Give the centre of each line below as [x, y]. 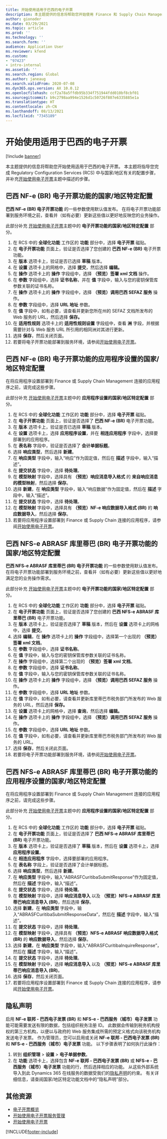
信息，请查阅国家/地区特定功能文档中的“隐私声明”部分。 [74, 1079]
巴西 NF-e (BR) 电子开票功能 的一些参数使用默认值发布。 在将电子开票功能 [81, 209]
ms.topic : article [25, 28]
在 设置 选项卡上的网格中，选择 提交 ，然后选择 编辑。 [67, 267]
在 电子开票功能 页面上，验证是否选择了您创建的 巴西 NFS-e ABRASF [83, 612]
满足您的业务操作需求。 [29, 578]
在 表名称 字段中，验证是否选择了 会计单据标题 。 [62, 446]
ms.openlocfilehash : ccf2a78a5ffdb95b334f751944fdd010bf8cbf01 [72, 93]
